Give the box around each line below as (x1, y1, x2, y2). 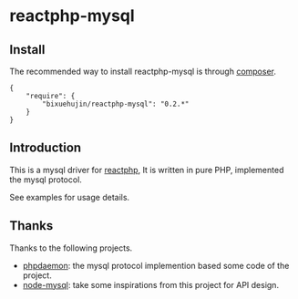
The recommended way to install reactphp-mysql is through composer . (9, 66, 276, 77)
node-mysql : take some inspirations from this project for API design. (22, 279, 280, 290)
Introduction (9, 140, 82, 156)
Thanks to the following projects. (9, 242, 133, 253)
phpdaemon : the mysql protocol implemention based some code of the (22, 260, 290, 271)
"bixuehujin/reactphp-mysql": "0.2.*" (42, 99, 190, 108)
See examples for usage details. (9, 191, 130, 202)
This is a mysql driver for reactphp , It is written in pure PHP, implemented (9, 164, 284, 175)
